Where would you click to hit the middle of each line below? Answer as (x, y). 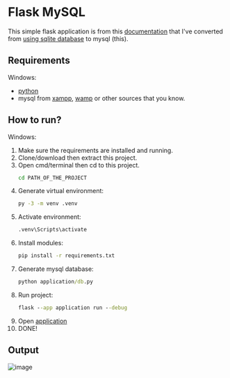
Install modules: (40, 243)
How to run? (35, 120)
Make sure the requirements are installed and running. (95, 150)
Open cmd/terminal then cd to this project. (79, 165)
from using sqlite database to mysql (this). (68, 38)
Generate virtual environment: (60, 191)
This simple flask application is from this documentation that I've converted (115, 31)
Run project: (35, 295)
